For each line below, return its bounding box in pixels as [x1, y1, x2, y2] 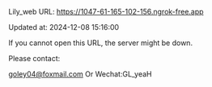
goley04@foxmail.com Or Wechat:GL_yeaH [8, 69, 152, 79]
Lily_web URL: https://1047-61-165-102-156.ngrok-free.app [8, 7, 204, 16]
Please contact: [8, 54, 61, 63]
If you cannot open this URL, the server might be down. [8, 38, 193, 48]
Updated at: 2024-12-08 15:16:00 [8, 23, 120, 31]
